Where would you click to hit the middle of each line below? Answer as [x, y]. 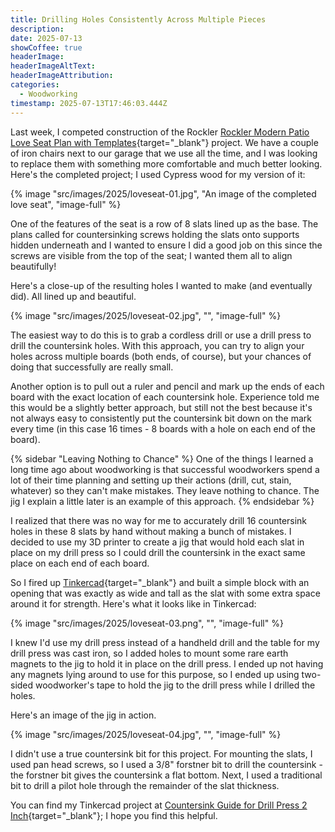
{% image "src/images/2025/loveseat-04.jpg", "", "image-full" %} [146, 734]
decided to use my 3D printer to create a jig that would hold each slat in [157, 542]
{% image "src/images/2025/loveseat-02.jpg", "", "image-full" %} [146, 315]
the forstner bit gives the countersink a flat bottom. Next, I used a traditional [166, 775]
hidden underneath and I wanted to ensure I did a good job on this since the [166, 245]
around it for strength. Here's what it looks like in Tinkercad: [133, 603]
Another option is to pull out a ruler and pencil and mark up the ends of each [167, 386]
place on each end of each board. [80, 563]
